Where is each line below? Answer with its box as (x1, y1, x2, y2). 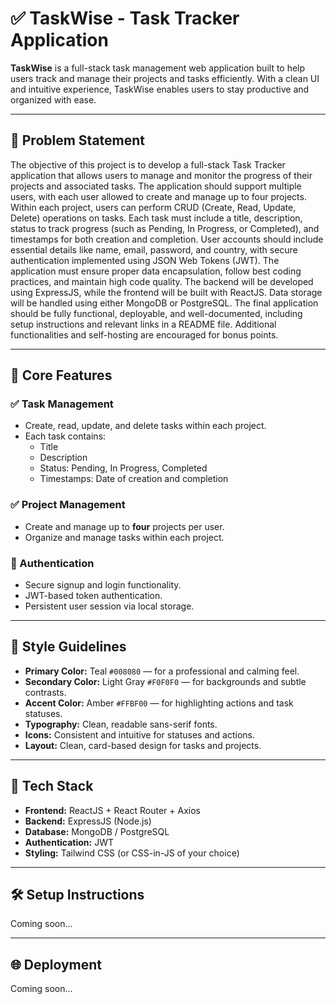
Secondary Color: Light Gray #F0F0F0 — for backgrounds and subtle (24, 675, 307, 687)
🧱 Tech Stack (10, 778, 94, 795)
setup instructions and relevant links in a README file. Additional (10, 318, 277, 330)
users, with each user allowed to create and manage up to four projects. (10, 190, 307, 202)
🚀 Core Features (10, 367, 113, 384)
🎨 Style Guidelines (10, 638, 127, 656)
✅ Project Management (10, 498, 126, 512)
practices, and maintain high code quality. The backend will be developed (10, 275, 314, 287)
